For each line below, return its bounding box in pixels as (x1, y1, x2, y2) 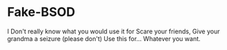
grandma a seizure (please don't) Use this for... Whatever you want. (7, 34, 201, 42)
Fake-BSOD (7, 4, 76, 20)
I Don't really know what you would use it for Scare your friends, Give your (7, 27, 220, 35)
